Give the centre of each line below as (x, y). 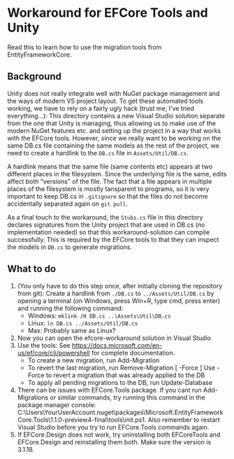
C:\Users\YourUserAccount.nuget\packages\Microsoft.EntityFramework (120, 412)
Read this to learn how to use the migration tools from (85, 47)
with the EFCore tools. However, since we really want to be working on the (114, 138)
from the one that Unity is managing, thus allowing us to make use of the (112, 123)
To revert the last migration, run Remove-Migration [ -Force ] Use (122, 367)
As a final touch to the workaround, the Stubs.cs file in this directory (105, 217)
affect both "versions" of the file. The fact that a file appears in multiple (110, 181)
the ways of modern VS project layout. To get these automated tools (105, 101)
